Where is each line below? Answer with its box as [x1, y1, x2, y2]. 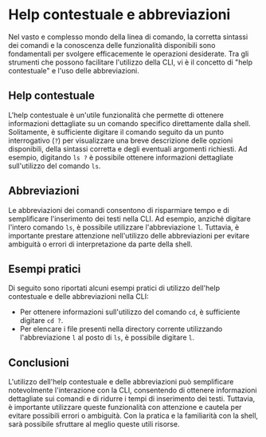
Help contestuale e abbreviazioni [8, 6, 231, 24]
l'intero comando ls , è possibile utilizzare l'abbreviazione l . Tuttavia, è [8, 222, 240, 232]
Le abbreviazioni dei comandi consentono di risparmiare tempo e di [8, 205, 229, 215]
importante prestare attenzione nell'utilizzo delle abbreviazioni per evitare [8, 230, 250, 240]
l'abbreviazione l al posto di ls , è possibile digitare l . [19, 333, 195, 342]
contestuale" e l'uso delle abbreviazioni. [8, 65, 139, 75]
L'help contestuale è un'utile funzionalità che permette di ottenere [8, 110, 225, 120]
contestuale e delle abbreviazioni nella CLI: [8, 292, 149, 301]
